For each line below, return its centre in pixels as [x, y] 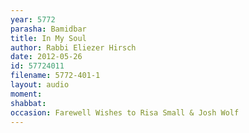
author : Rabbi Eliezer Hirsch [73, 47]
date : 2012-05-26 [46, 57]
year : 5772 [33, 19]
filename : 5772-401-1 [55, 76]
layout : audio [40, 85]
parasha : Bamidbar [48, 29]
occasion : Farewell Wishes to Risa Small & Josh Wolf [125, 112]
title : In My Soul [48, 38]
